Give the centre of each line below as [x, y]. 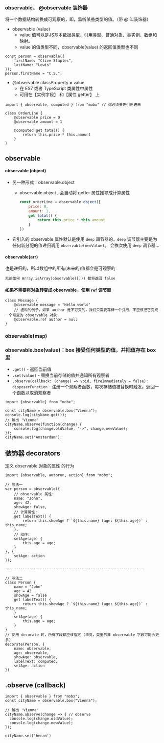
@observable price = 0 [37, 118]
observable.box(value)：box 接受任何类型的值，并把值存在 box [81, 350]
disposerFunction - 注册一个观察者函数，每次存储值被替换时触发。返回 [83, 386]
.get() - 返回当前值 [32, 369]
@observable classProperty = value [48, 83]
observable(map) [26, 336]
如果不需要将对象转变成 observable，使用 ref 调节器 [58, 290]
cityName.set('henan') [28, 736]
